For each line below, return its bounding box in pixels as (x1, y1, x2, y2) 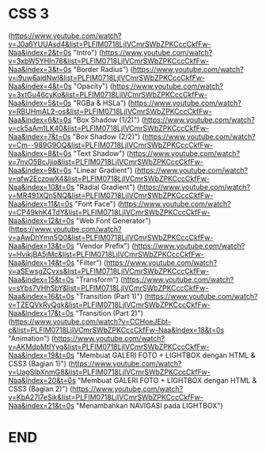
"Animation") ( (8, 333, 55, 343)
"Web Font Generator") (76, 215, 152, 225)
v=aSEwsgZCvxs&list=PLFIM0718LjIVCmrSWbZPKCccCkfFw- (8, 266, 210, 275)
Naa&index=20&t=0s (8, 375, 77, 385)
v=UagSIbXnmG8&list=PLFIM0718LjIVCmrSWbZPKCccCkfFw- (8, 367, 211, 377)
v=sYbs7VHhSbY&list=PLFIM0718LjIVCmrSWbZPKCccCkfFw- (8, 282, 209, 293)
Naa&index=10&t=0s (8, 182, 75, 191)
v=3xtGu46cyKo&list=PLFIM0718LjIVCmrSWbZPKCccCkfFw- (8, 89, 207, 99)
